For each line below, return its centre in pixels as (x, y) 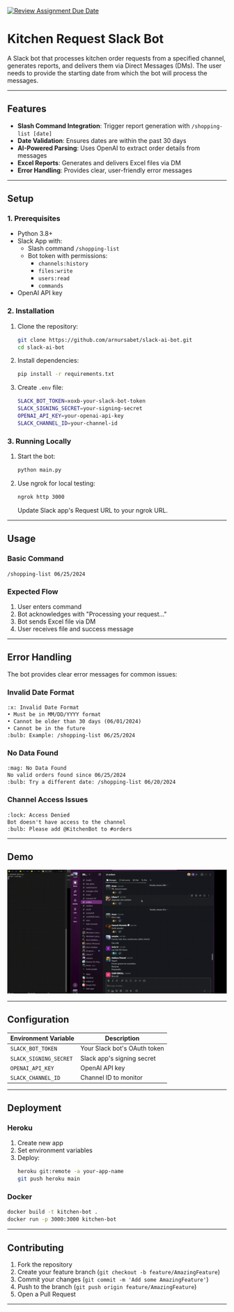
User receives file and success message (75, 628)
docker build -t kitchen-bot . (53, 1212)
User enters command (49, 606)
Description (122, 1039)
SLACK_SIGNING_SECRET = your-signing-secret (80, 409)
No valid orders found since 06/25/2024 (67, 775)
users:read (54, 279)
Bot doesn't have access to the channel (67, 822)
